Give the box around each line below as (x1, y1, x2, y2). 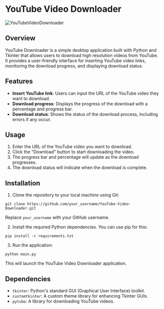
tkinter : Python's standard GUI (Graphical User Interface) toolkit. (12, 288, 145, 294)
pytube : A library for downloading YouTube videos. (12, 298, 115, 304)
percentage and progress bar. (12, 106, 73, 112)
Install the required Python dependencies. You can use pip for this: (12, 224, 148, 230)
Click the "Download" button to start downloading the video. (12, 149, 135, 155)
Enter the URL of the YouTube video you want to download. (12, 144, 132, 150)
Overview (5, 34, 36, 42)
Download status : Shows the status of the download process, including (12, 111, 159, 117)
